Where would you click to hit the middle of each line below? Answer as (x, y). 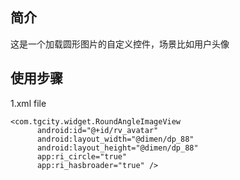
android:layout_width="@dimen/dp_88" (115, 139)
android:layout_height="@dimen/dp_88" (117, 148)
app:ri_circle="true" (82, 156)
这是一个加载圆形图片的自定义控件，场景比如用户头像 (120, 44)
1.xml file (28, 103)
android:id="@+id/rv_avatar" (97, 130)
